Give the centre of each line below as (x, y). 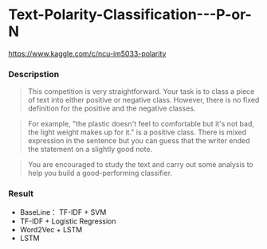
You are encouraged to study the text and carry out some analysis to (140, 165)
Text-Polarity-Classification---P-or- (130, 15)
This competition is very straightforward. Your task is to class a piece (141, 91)
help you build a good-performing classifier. (100, 173)
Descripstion (34, 74)
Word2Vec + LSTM (51, 229)
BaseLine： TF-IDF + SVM (63, 212)
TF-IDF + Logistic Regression (68, 221)
